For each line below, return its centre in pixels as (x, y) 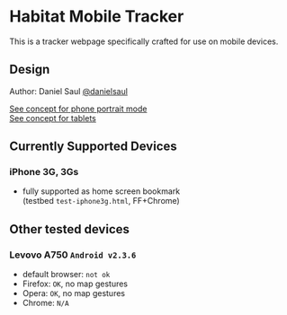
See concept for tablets (53, 118)
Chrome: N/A (45, 303)
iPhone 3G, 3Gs (44, 172)
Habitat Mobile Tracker (97, 17)
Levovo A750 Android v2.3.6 (73, 255)
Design (30, 70)
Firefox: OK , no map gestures (75, 284)
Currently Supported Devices (93, 147)
